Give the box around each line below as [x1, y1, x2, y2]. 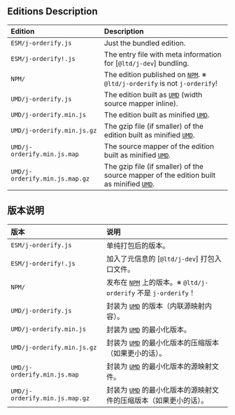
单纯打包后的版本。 [106, 241, 170, 251]
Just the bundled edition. [104, 38, 186, 48]
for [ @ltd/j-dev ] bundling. [104, 58, 190, 68]
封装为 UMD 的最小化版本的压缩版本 [106, 337, 219, 347]
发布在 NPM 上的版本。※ [106, 277, 182, 287]
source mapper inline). [104, 98, 178, 108]
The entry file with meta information [104, 49, 222, 59]
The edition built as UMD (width [104, 90, 203, 99]
